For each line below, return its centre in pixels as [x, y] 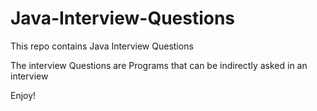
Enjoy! [23, 95]
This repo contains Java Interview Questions [102, 46]
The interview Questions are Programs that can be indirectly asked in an [159, 65]
